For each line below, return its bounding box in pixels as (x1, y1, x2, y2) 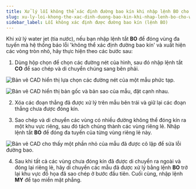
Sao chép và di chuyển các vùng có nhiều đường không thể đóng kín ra (14, 117, 187, 124)
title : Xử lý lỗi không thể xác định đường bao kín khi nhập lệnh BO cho (6, 8, 190, 15)
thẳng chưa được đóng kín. (14, 106, 80, 113)
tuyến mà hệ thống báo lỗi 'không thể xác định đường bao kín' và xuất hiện (6, 41, 186, 48)
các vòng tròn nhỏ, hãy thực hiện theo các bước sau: (6, 48, 133, 55)
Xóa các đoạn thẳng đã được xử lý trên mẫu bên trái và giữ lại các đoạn (14, 99, 187, 106)
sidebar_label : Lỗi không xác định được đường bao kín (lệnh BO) (6, 19, 168, 25)
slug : (6, 14, 19, 20)
